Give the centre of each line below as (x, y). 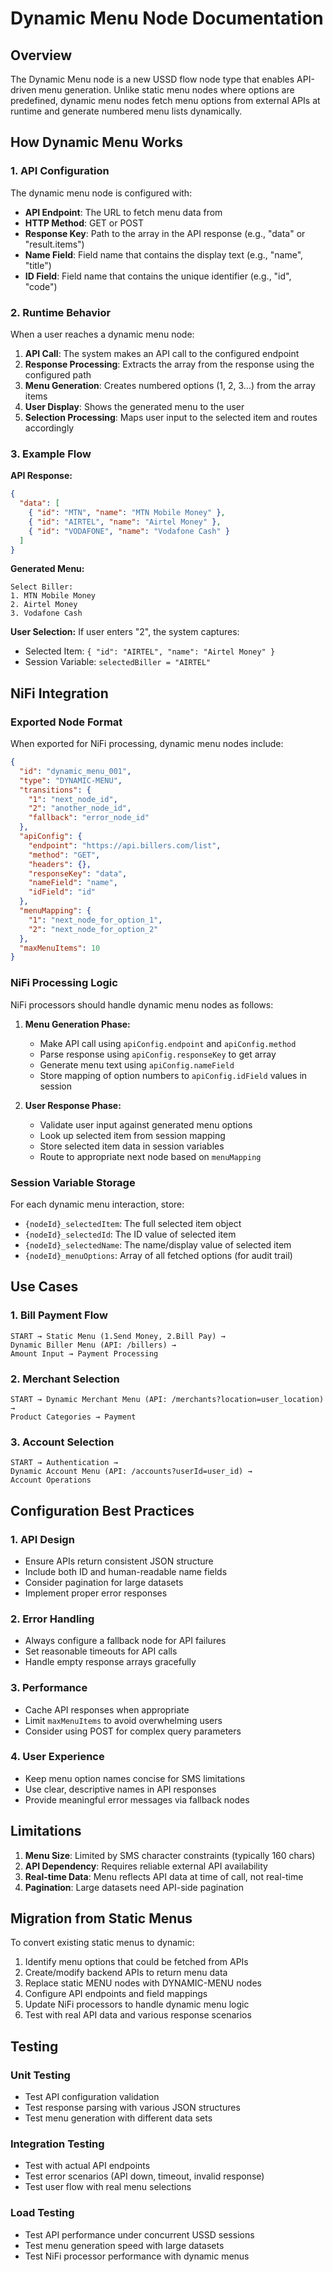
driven (23, 90)
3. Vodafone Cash (46, 613)
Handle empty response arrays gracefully (110, 1662)
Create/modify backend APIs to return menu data (126, 1973)
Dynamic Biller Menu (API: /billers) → (93, 1345)
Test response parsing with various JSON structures (132, 2108)
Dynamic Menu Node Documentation (167, 18)
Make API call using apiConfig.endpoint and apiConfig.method (168, 1043)
